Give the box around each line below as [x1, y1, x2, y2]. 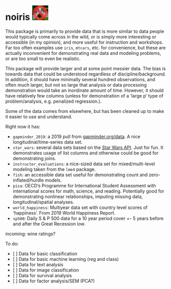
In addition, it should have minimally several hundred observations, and [5, 76, 155, 82]
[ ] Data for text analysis [12, 261, 63, 267]
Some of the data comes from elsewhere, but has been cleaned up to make [5, 108, 164, 114]
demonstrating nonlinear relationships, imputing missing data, [12, 193, 143, 200]
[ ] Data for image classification [12, 267, 79, 273]
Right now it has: [5, 123, 41, 129]
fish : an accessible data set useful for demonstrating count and [12, 171, 148, 178]
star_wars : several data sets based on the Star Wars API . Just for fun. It [12, 144, 164, 150]
